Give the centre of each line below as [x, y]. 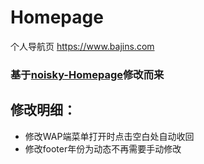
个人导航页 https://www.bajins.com [82, 46]
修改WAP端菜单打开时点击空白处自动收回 [109, 136]
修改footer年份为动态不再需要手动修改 [103, 148]
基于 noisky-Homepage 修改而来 [87, 74]
